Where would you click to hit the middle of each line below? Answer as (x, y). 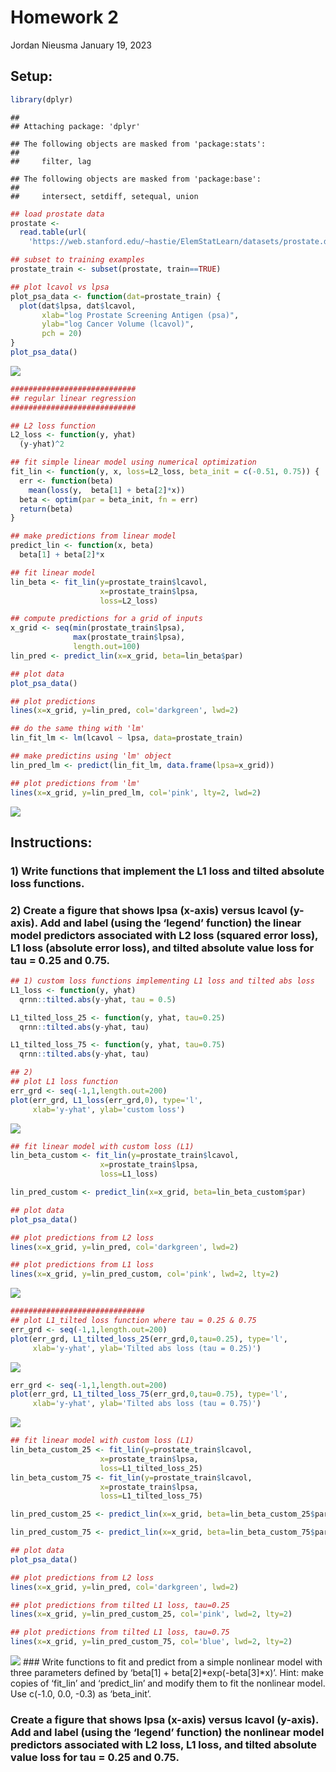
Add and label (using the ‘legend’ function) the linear (170, 923)
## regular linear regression (73, 398)
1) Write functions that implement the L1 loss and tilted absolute (167, 871)
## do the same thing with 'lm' (77, 729)
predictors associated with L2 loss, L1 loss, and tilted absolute (163, 1745)
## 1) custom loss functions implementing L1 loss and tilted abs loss (162, 981)
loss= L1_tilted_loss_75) (151, 1496)
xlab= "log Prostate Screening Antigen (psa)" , (140, 315)
